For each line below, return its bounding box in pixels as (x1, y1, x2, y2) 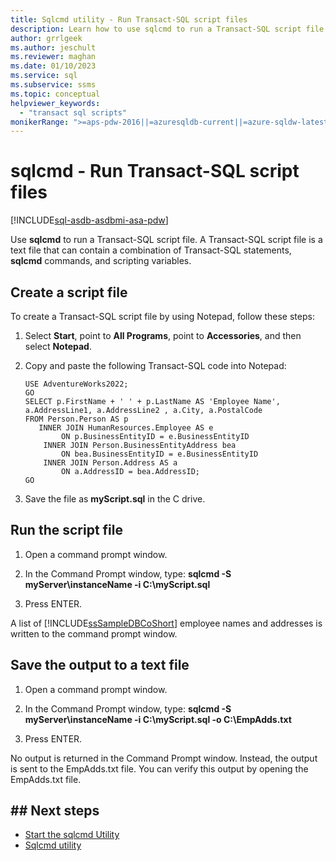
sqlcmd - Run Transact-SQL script (10, 160, 300, 183)
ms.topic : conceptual (10, 89, 101, 99)
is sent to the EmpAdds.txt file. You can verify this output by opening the (10, 762, 309, 775)
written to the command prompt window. (10, 627, 178, 640)
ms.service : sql (10, 71, 78, 81)
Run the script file (10, 522, 123, 539)
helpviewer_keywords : (10, 98, 101, 108)
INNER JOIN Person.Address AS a (43, 458, 178, 468)
